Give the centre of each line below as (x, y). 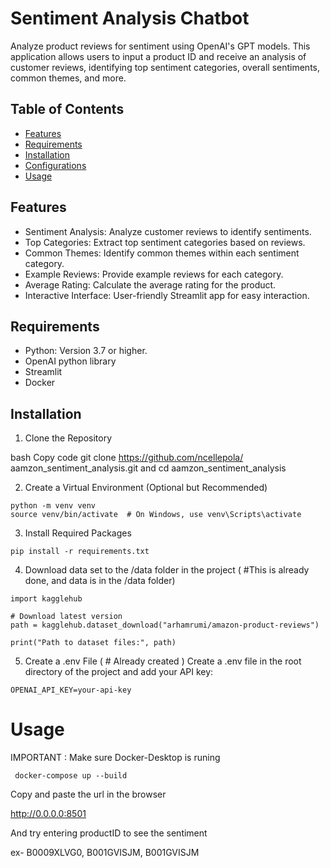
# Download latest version (66, 617)
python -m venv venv (53, 506)
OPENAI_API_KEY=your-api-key (71, 690)
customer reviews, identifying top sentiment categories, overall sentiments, (165, 67)
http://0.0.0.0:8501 (48, 814)
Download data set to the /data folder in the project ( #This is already (167, 570)
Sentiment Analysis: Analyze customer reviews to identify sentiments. (168, 231)
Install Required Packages (78, 533)
